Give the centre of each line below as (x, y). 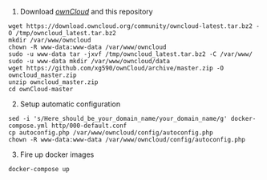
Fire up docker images (57, 154)
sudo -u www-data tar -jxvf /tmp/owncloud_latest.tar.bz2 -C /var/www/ (130, 54)
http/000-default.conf (89, 126)
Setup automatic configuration (70, 104)
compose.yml (28, 126)
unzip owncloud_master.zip (53, 82)
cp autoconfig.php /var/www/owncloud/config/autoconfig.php (111, 133)
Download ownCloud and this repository (87, 12)
